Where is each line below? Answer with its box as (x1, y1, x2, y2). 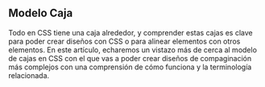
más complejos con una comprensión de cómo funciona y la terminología (8, 62, 252, 72)
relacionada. (8, 70, 50, 80)
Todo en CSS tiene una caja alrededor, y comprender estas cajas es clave (8, 27, 254, 37)
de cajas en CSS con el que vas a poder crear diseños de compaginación (8, 53, 252, 63)
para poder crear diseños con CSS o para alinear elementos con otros (8, 36, 241, 46)
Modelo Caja (8, 6, 73, 20)
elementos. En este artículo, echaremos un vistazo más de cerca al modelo (8, 44, 258, 55)
